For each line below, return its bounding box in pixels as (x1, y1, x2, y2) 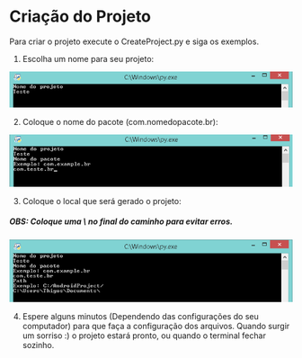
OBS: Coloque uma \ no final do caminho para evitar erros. (9, 216, 234, 227)
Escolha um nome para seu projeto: (22, 53, 155, 64)
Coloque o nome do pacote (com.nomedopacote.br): (22, 117, 218, 128)
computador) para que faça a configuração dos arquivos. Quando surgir (22, 321, 290, 332)
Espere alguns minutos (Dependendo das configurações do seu (22, 311, 259, 322)
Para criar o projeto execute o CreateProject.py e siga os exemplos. (9, 36, 259, 47)
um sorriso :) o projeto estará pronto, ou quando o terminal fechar (22, 330, 267, 341)
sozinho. (22, 340, 55, 351)
